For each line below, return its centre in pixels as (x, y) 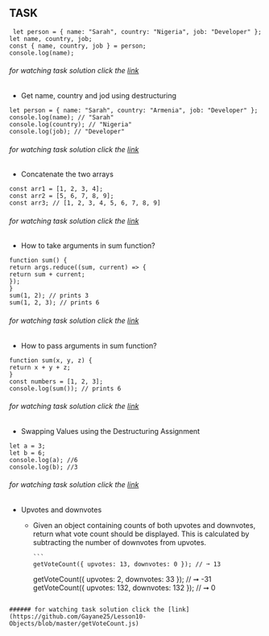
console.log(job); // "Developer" (67, 132)
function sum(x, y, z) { (51, 360)
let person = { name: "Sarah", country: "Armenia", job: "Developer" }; (134, 111)
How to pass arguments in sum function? (89, 345)
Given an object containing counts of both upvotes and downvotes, (144, 526)
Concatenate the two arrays (67, 174)
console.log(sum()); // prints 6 (65, 388)
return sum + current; (47, 275)
